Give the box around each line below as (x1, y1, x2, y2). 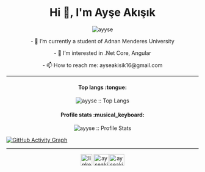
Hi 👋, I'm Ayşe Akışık (49, 5, 156, 20)
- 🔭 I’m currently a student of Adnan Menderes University (30, 37, 175, 45)
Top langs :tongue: (78, 84, 127, 91)
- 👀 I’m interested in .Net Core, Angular (54, 49, 151, 57)
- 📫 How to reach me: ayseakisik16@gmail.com (42, 61, 163, 69)
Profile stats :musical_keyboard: (60, 111, 145, 118)
